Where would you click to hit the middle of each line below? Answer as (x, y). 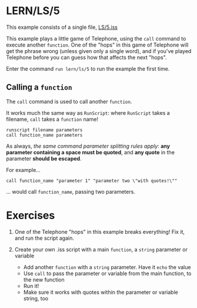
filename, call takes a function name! (52, 119)
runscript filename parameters (44, 130)
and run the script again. (44, 238)
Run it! (31, 286)
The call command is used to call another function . (69, 101)
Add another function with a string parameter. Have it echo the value (107, 267)
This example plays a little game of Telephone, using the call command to (96, 38)
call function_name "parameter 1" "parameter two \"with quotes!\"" (92, 181)
